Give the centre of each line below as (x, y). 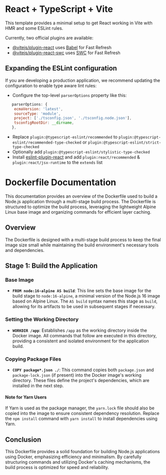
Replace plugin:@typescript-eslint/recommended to (65, 137)
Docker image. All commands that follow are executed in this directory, (84, 335)
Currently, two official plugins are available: (49, 38)
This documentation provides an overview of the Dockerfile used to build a (81, 196)
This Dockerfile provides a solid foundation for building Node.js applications (83, 452)
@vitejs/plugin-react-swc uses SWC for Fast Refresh (66, 53)
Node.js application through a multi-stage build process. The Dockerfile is (81, 201)
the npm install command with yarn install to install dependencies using (81, 419)
